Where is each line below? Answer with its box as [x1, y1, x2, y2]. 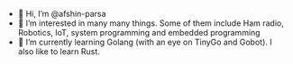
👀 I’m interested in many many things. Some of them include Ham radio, [17, 18, 284, 28]
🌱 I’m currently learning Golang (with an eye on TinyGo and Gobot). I [17, 36, 272, 47]
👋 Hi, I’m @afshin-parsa [17, 9, 106, 19]
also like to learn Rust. [17, 46, 101, 57]
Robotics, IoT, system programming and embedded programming [17, 28, 261, 37]
